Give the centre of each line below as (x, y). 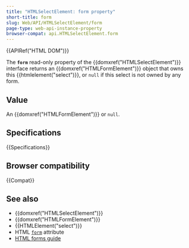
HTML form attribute (39, 232)
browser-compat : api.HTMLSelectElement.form (62, 34)
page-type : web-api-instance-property (54, 28)
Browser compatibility (48, 166)
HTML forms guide (38, 238)
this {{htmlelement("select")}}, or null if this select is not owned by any (94, 75)
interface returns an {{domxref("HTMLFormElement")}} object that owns (95, 68)
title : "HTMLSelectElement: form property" (61, 12)
